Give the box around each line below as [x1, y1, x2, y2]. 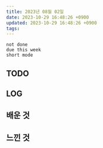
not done [6, 42, 28, 48]
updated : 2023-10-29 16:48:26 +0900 [6, 20, 97, 26]
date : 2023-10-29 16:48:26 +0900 [6, 14, 89, 20]
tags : [6, 25, 20, 32]
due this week [6, 47, 42, 53]
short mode [6, 52, 33, 58]
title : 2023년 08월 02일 [6, 8, 64, 15]
